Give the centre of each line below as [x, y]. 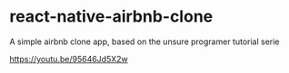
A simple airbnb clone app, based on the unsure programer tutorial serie [144, 41]
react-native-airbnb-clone [111, 17]
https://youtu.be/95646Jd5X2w [69, 59]
